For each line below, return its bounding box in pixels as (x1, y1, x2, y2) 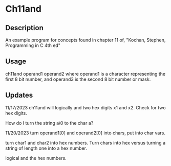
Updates (5, 91, 33, 100)
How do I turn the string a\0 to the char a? (5, 120, 94, 126)
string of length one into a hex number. (5, 145, 87, 151)
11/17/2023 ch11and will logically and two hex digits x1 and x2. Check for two (5, 104, 166, 110)
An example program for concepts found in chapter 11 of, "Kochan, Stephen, (5, 37, 166, 43)
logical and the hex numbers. (5, 155, 67, 161)
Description (5, 23, 44, 32)
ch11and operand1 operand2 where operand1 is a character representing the (5, 70, 166, 77)
